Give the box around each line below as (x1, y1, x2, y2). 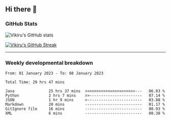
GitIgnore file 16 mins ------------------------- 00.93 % (5, 106, 165, 111)
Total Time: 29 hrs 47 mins (5, 79, 65, 84)
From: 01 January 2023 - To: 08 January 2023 (5, 71, 103, 76)
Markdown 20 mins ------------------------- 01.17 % (5, 102, 165, 107)
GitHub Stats (5, 20, 38, 27)
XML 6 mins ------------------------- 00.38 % (5, 110, 165, 116)
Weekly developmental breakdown (5, 59, 93, 66)
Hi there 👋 (5, 5, 37, 14)
